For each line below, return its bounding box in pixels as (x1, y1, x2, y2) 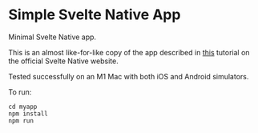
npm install (8, 110, 48, 118)
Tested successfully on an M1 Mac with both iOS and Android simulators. (8, 71, 249, 81)
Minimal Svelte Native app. (8, 32, 97, 42)
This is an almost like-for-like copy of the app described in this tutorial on (8, 47, 250, 57)
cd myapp (8, 103, 38, 111)
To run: (8, 87, 32, 97)
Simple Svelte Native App (8, 6, 181, 24)
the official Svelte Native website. (8, 56, 119, 66)
